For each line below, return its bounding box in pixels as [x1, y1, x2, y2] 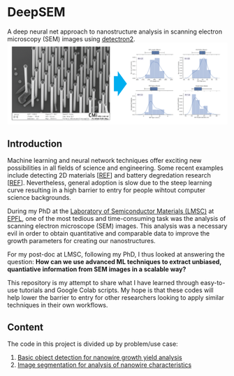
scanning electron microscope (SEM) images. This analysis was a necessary [7, 222, 228, 231]
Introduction [7, 138, 63, 150]
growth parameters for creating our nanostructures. [7, 237, 156, 245]
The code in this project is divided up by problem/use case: [7, 340, 178, 348]
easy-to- [200, 279, 226, 287]
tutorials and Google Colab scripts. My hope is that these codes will [19, 286, 214, 294]
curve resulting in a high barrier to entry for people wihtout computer [7, 186, 206, 194]
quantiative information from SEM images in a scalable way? [7, 265, 187, 273]
